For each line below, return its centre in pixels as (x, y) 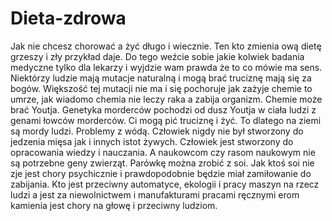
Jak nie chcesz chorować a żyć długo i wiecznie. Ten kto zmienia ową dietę (166, 46)
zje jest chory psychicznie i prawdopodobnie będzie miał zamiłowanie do (161, 173)
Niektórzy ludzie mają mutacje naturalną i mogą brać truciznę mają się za (161, 78)
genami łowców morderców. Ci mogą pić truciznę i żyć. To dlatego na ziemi (166, 120)
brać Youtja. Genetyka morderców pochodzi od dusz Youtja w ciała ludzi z (163, 109)
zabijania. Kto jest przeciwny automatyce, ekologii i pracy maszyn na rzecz (165, 184)
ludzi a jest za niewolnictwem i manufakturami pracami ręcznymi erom (155, 194)
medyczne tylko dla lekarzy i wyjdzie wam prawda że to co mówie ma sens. (166, 67)
